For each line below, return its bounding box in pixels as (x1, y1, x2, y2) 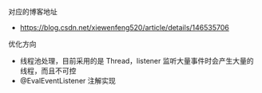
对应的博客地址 (8, 7, 58, 16)
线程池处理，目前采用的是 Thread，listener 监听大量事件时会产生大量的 (19, 56, 254, 65)
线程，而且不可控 (19, 66, 77, 76)
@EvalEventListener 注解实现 (19, 76, 116, 85)
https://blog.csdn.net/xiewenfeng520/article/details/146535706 (19, 23, 229, 32)
